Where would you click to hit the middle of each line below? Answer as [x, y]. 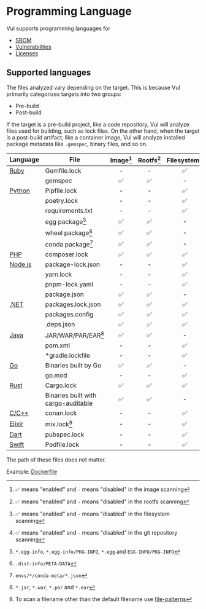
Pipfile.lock [61, 191]
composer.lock [67, 254]
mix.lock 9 [59, 424]
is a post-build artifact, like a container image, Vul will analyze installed [96, 137]
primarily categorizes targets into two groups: [64, 94]
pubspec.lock [65, 434]
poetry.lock [62, 201]
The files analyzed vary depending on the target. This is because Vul [93, 87]
